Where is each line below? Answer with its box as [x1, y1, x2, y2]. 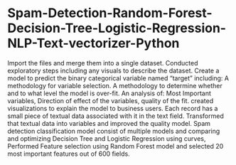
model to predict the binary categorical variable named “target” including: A [7, 73, 230, 82]
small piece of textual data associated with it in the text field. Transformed [7, 112, 224, 120]
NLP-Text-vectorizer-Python [7, 36, 180, 51]
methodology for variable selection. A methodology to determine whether [7, 81, 222, 90]
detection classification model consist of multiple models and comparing [7, 127, 220, 135]
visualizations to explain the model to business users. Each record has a [7, 104, 218, 112]
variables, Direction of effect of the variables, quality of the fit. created [7, 96, 214, 105]
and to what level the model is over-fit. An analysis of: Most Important [7, 89, 212, 97]
